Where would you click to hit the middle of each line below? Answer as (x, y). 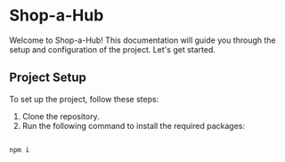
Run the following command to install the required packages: (133, 126)
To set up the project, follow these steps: (84, 99)
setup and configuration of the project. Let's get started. (112, 49)
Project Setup (48, 78)
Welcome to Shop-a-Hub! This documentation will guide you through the (142, 40)
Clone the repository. (61, 116)
